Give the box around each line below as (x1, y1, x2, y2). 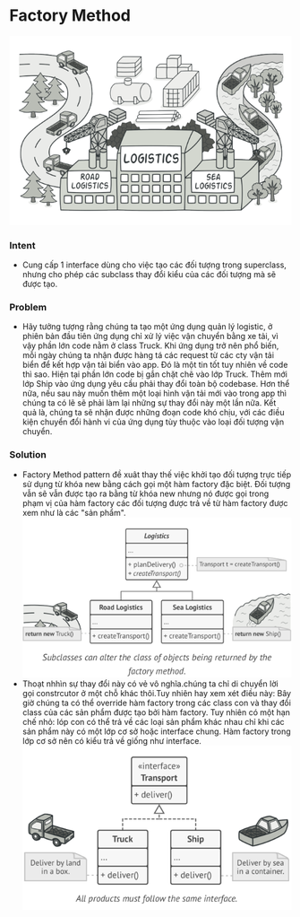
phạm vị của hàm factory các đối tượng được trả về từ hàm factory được (21, 497, 288, 508)
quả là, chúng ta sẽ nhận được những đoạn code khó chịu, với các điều (21, 407, 285, 418)
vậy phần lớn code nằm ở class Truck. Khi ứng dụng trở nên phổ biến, (21, 340, 279, 351)
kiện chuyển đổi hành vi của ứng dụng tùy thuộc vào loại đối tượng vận (21, 416, 285, 427)
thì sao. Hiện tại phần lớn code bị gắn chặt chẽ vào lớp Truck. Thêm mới (21, 369, 288, 380)
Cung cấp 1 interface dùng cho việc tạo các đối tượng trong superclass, (21, 259, 287, 270)
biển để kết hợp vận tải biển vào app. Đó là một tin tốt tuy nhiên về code (21, 360, 288, 371)
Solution (9, 449, 47, 461)
